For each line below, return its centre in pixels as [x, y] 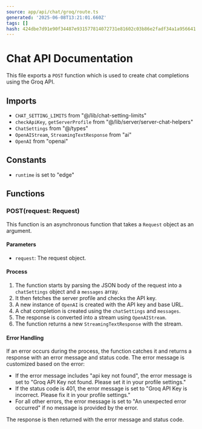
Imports [21, 101]
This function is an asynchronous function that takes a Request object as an [100, 224]
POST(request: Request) [43, 211]
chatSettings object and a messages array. [67, 292]
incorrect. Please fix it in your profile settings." [73, 395]
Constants [26, 160]
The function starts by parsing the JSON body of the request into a [98, 285]
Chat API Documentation [70, 59]
